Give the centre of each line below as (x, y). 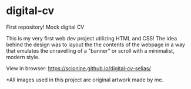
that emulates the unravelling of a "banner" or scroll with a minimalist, (90, 50)
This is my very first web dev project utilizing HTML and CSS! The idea (92, 38)
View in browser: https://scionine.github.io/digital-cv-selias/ (78, 68)
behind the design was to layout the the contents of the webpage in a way (95, 44)
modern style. (23, 57)
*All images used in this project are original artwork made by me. (85, 80)
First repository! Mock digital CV (45, 27)
